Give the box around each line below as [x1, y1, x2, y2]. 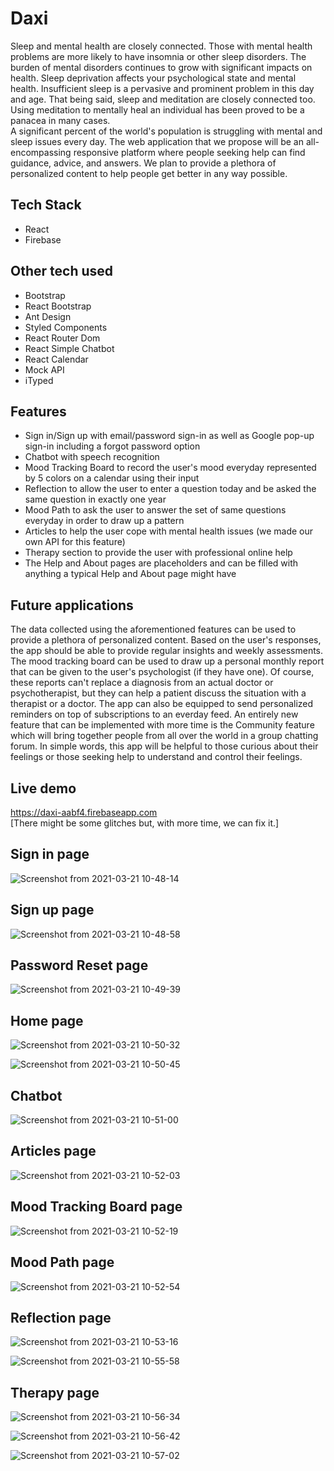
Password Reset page [10, 957, 149, 974]
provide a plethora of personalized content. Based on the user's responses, [10, 634, 322, 646]
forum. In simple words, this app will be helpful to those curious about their [10, 740, 319, 752]
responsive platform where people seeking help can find [73, 146, 306, 158]
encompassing [10, 146, 72, 158]
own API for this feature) [24, 536, 126, 548]
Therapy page [10, 1384, 100, 1401]
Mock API [24, 363, 65, 376]
